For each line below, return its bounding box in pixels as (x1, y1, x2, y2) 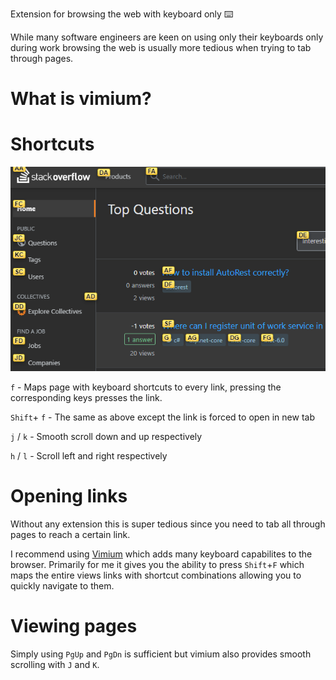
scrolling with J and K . (10, 658, 100, 670)
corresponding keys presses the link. (10, 392, 163, 403)
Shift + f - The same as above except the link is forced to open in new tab (10, 411, 315, 423)
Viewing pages (10, 615, 138, 638)
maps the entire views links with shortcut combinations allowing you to (10, 569, 302, 581)
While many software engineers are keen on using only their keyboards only (10, 31, 324, 43)
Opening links (10, 485, 128, 508)
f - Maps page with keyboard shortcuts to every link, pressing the (10, 381, 282, 393)
